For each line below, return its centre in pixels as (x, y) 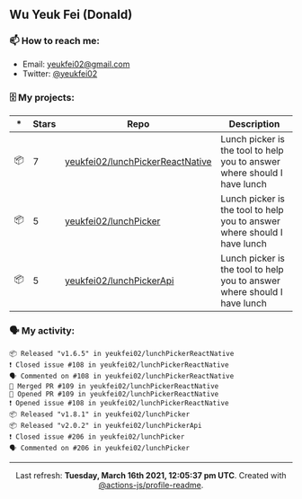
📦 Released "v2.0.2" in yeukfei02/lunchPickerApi (106, 426)
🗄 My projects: (42, 97)
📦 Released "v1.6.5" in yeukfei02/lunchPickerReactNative (122, 354)
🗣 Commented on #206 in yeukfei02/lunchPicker (100, 449)
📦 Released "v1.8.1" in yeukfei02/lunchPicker (100, 414)
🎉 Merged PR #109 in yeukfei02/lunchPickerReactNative (114, 387)
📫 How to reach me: (55, 41)
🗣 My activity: (42, 330)
